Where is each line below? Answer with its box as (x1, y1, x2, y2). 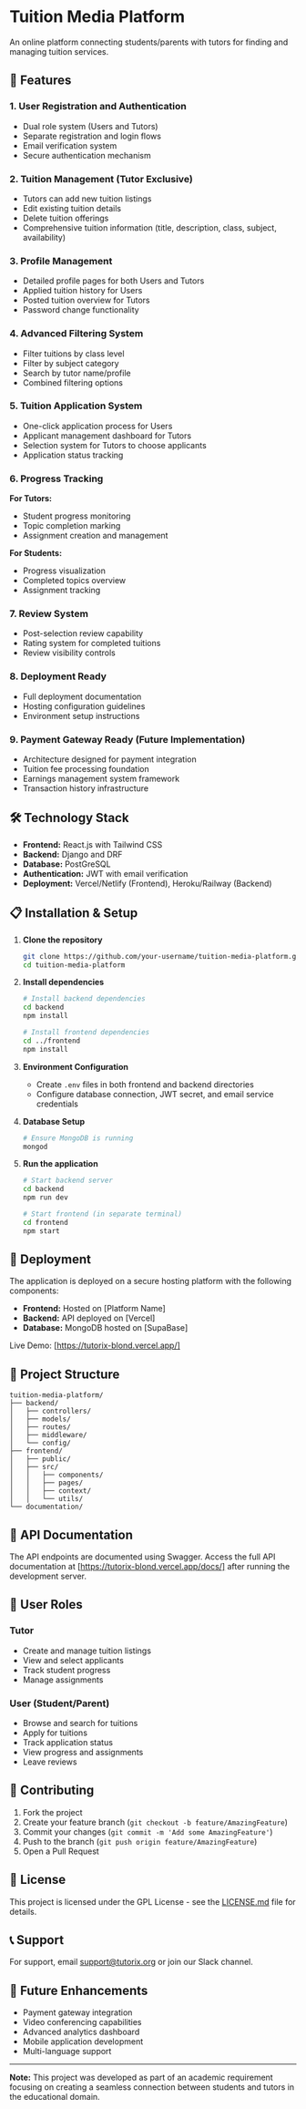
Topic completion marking (22, 520, 121, 531)
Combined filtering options (22, 376, 123, 388)
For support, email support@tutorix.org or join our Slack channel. (9, 1957, 253, 1968)
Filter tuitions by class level (22, 348, 125, 359)
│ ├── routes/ (9, 1423, 71, 1432)
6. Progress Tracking (9, 472, 104, 485)
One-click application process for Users (22, 420, 173, 431)
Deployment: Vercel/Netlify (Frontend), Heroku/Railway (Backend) (22, 878, 272, 889)
